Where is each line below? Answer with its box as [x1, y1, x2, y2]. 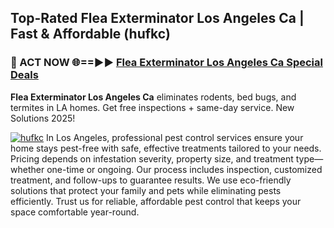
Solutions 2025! [10, 112, 76, 124]
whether [10, 163, 45, 175]
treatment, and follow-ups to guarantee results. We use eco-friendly [10, 174, 292, 186]
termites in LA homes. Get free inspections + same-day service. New [10, 101, 295, 113]
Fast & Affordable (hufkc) [10, 26, 171, 43]
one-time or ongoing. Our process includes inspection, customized [46, 163, 323, 175]
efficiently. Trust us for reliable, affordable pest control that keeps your [10, 195, 302, 207]
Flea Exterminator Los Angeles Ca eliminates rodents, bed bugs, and [10, 91, 297, 103]
